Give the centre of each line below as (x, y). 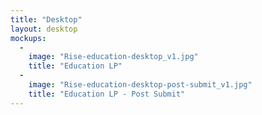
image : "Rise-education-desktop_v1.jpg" (113, 57)
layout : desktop (44, 29)
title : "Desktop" (46, 19)
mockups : (28, 38)
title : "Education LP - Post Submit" (107, 94)
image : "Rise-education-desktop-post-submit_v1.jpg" (140, 85)
